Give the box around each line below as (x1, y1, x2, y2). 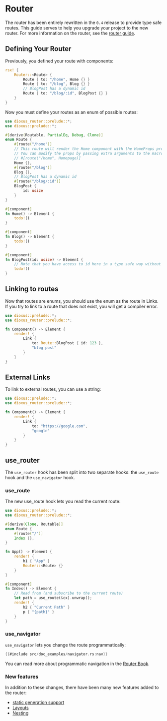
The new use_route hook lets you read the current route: (5, 498, 121, 505)
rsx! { (5, 67, 19, 72)
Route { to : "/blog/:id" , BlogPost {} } (23, 91, 108, 96)
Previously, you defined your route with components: (5, 58, 113, 64)
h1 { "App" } (23, 559, 50, 564)
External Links (5, 373, 51, 381)
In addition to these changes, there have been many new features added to (5, 684, 159, 690)
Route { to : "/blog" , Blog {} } (23, 81, 90, 86)
